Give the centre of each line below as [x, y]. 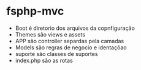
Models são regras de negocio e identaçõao [71, 47]
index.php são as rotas [44, 60]
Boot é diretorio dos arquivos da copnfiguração [75, 28]
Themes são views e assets [50, 34]
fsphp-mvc [35, 11]
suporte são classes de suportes [56, 54]
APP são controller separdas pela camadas [70, 41]
